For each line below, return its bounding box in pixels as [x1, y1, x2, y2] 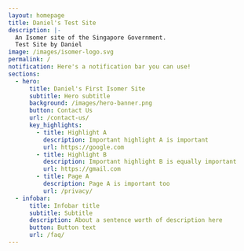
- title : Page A [36, 172, 89, 181]
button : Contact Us [28, 107, 93, 115]
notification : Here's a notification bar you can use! [8, 63, 191, 71]
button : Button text [28, 223, 97, 232]
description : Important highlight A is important [42, 135, 209, 144]
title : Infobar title [28, 201, 100, 209]
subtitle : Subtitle [28, 209, 93, 217]
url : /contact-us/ [28, 114, 89, 122]
